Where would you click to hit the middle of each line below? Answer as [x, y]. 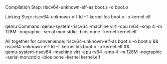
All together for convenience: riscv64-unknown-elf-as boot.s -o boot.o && [82, 41]
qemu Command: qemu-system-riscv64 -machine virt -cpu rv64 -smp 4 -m [84, 26]
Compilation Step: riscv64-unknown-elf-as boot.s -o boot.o [67, 7]
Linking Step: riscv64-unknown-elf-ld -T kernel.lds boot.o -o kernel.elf [78, 17]
